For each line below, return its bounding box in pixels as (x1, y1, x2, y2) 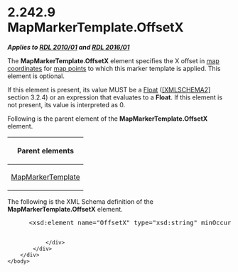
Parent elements (16, 146, 75, 156)
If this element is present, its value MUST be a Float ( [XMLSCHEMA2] (7, 85, 211, 94)
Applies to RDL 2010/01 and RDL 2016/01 (7, 43, 130, 51)
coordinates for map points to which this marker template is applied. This (7, 64, 221, 72)
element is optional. (7, 72, 65, 80)
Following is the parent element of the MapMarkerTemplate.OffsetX (7, 114, 208, 123)
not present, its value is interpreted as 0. (7, 100, 126, 109)
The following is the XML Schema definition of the (7, 197, 154, 206)
